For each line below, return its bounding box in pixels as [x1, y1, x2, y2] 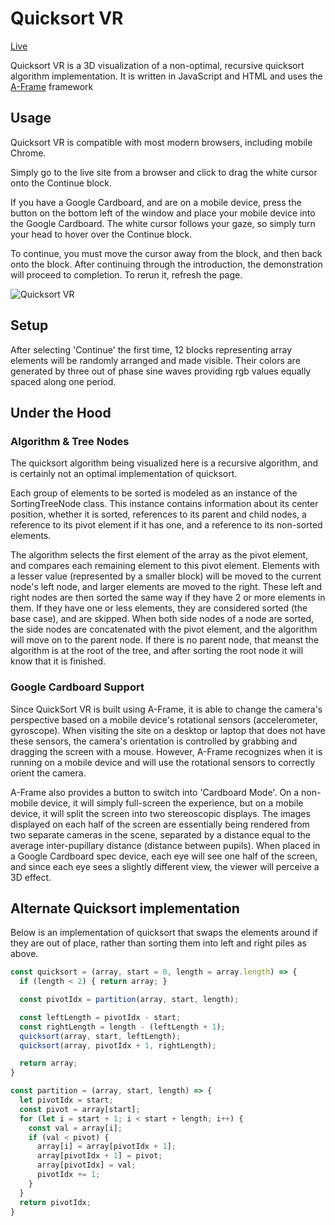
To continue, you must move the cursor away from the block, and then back [10, 247, 323, 259]
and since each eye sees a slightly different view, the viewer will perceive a [10, 860, 320, 872]
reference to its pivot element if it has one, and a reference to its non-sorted [10, 519, 323, 531]
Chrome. [10, 147, 47, 159]
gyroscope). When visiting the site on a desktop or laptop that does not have [10, 724, 326, 736]
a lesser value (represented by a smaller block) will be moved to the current [10, 570, 322, 582]
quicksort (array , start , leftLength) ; [19, 1031, 182, 1041]
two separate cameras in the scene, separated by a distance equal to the [10, 828, 312, 841]
